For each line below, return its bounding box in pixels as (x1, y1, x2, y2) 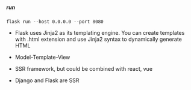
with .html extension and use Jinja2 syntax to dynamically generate (14, 35, 182, 43)
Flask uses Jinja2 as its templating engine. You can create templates (14, 29, 185, 36)
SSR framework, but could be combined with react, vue (14, 65, 152, 72)
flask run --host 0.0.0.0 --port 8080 (6, 19, 104, 25)
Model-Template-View (14, 53, 70, 61)
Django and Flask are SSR (14, 77, 80, 84)
